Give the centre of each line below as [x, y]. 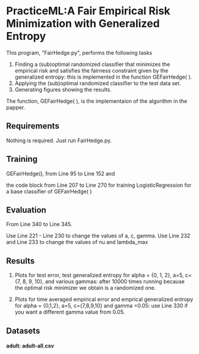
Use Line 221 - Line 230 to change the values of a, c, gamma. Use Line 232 [98, 236]
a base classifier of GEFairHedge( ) [49, 191]
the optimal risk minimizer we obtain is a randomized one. [85, 288]
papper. [16, 107]
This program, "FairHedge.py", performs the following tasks [79, 52]
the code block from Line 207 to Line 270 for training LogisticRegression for [99, 185]
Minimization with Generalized [83, 24]
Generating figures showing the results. [63, 89]
